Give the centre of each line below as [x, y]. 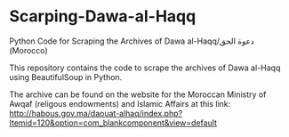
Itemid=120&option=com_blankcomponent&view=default [113, 123]
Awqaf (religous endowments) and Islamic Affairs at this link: [120, 103]
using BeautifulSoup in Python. [66, 77]
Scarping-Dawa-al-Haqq [103, 16]
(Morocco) [29, 50]
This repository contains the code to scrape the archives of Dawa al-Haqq [145, 68]
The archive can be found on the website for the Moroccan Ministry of [138, 94]
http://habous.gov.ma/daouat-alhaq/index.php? [96, 113]
